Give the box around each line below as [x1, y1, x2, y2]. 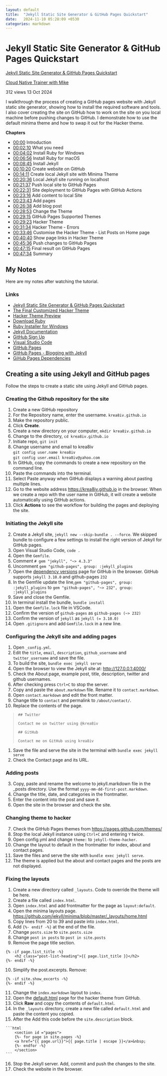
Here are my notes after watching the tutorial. [5, 278, 99, 284]
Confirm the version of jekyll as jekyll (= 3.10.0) [12, 615, 119, 621]
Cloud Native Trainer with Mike [5, 79, 69, 85]
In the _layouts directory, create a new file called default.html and [12, 1005, 150, 1011]
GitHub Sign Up [12, 334, 45, 340]
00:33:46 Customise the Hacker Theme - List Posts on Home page [12, 230, 150, 236]
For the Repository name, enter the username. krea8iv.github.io [12, 412, 147, 418]
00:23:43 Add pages [12, 198, 56, 204]
